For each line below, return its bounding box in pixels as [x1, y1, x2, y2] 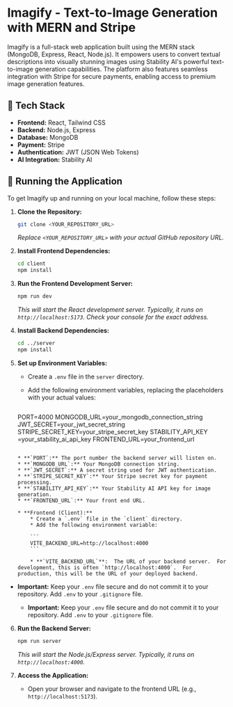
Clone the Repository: [17, 207, 82, 216]
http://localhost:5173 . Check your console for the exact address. [17, 313, 209, 321]
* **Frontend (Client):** [17, 509, 93, 516]
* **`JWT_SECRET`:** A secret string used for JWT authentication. [17, 466, 217, 474]
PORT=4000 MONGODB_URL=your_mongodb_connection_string [17, 413, 203, 421]
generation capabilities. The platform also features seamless [34, 65, 208, 73]
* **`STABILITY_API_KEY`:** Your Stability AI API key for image [17, 485, 211, 492]
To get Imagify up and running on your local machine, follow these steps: [7, 193, 216, 202]
